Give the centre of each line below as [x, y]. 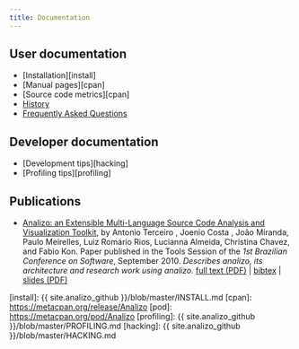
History [36, 104]
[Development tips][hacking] [75, 163]
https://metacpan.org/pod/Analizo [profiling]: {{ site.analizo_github [132, 317]
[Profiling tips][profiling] [66, 173]
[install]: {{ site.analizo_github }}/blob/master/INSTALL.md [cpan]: [131, 298]
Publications [45, 201]
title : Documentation [50, 17]
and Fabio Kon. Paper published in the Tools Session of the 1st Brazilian [154, 251]
